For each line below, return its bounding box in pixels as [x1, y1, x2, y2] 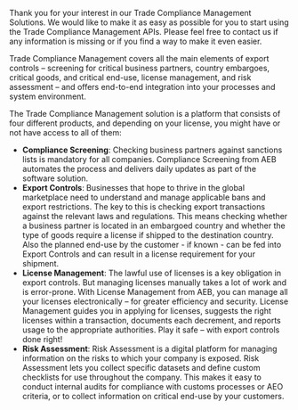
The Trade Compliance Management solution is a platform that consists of [9, 109, 281, 119]
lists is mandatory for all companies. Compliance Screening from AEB [21, 154, 278, 164]
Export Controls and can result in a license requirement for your [21, 249, 256, 259]
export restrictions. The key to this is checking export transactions [21, 201, 265, 212]
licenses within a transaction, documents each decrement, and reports [21, 316, 282, 325]
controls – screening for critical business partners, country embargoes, [9, 62, 270, 73]
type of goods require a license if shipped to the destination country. [21, 230, 274, 240]
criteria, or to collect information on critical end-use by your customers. [21, 391, 285, 401]
